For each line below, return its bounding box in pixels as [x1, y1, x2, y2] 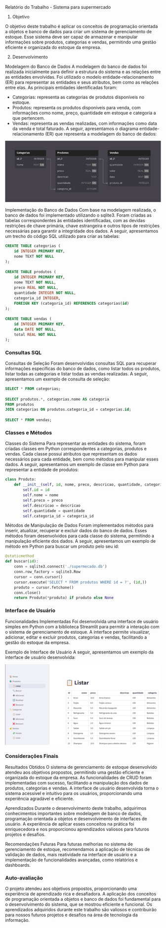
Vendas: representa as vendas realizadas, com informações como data [12, 121, 157, 126]
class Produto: [5, 477, 37, 482]
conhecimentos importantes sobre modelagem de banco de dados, [5, 810, 142, 816]
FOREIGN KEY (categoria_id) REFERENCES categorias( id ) [14, 301, 129, 306]
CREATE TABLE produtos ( [5, 270, 56, 275]
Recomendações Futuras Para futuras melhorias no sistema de [5, 841, 133, 847]
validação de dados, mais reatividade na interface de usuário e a [5, 851, 137, 857]
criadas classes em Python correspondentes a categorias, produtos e [5, 446, 147, 452]
